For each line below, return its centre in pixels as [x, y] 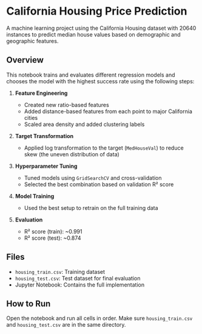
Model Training [35, 196]
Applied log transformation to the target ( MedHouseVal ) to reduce [104, 148]
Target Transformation [44, 136]
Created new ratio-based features [66, 105]
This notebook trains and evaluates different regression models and [91, 75]
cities [31, 117]
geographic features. [32, 41]
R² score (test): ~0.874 [52, 238]
